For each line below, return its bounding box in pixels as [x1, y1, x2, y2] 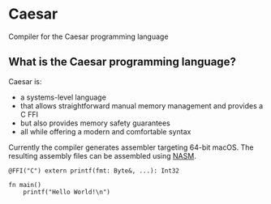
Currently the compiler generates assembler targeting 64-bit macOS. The [8, 142, 254, 152]
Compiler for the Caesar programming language [8, 32, 169, 41]
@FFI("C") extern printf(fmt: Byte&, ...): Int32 [8, 167, 180, 175]
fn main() [8, 181, 42, 189]
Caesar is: [8, 76, 42, 86]
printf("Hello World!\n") [23, 188, 111, 196]
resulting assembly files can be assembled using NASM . [8, 151, 196, 160]
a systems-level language [19, 92, 107, 102]
